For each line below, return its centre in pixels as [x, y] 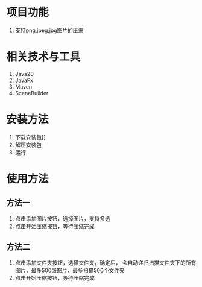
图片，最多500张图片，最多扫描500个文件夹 [70, 270]
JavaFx [24, 80]
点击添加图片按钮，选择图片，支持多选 [62, 218]
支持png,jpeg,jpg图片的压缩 [49, 30]
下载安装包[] [30, 137]
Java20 [24, 74]
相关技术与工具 [43, 57]
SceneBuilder [32, 93]
